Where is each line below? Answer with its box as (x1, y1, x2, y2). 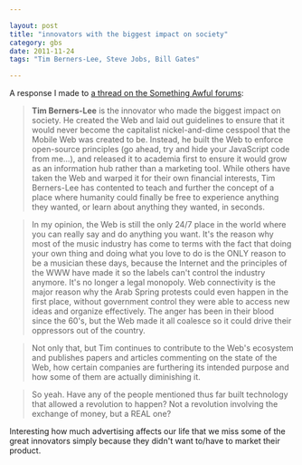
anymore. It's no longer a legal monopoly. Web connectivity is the (31, 277, 276, 288)
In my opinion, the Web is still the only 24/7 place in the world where (31, 219, 287, 230)
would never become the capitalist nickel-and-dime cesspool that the (31, 124, 291, 136)
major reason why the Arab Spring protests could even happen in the (31, 286, 289, 297)
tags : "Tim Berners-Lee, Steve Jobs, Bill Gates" (9, 55, 201, 64)
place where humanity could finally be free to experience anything (31, 192, 279, 203)
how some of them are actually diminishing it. (31, 372, 201, 383)
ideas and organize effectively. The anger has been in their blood (31, 305, 274, 317)
